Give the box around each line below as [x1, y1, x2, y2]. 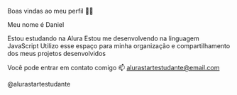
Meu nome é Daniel [7, 21, 65, 28]
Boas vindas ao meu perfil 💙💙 [7, 7, 94, 15]
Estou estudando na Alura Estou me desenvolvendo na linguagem [7, 34, 200, 43]
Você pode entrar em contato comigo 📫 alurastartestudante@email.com [7, 64, 220, 72]
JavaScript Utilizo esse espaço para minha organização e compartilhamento [7, 42, 231, 50]
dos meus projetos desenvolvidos [7, 50, 106, 57]
